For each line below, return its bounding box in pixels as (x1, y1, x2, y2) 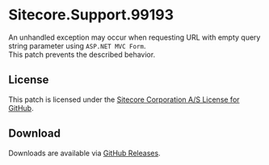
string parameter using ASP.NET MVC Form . (8, 40, 146, 50)
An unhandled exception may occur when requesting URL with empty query (8, 32, 261, 42)
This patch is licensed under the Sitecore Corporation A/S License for (8, 95, 240, 104)
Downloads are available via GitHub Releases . (8, 148, 161, 158)
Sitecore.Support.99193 (8, 6, 174, 24)
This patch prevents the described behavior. (8, 49, 156, 59)
